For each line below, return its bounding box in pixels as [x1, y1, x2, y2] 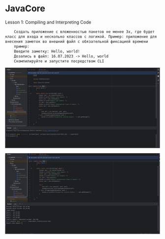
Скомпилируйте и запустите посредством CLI [14, 58, 105, 64]
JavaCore [5, 3, 46, 14]
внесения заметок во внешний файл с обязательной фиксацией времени [5, 39, 148, 44]
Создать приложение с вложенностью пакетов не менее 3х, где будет [14, 29, 155, 34]
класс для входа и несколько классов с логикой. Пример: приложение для [5, 34, 157, 39]
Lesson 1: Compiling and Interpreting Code [5, 19, 92, 25]
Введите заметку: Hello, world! [14, 49, 80, 54]
